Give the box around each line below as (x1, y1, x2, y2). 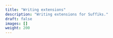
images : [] (5, 21, 28, 26)
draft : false (5, 16, 32, 21)
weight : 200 (5, 26, 30, 31)
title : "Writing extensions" (5, 7, 66, 12)
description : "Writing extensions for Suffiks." (5, 12, 108, 17)
